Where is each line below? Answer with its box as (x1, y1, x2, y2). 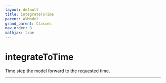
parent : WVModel (5, 16, 39, 21)
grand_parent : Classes (5, 21, 52, 26)
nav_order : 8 (5, 26, 32, 31)
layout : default (5, 7, 39, 12)
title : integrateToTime (5, 12, 54, 17)
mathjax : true (5, 30, 35, 35)
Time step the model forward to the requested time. (5, 68, 110, 74)
